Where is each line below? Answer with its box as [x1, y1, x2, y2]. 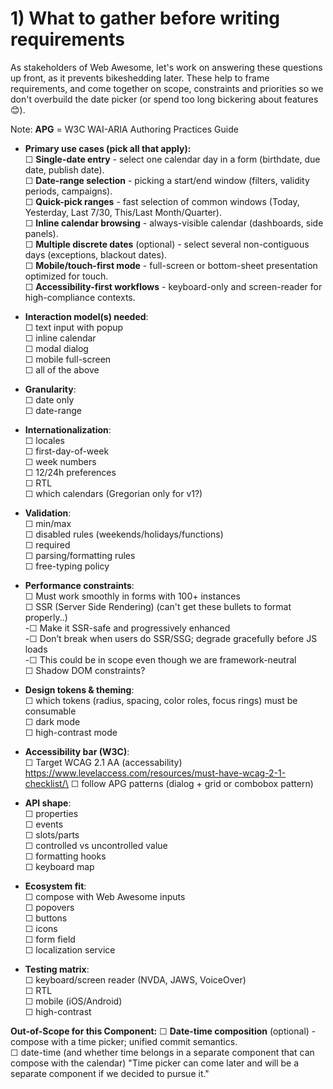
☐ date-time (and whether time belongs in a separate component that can [10, 1046, 315, 1058]
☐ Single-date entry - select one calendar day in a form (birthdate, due [24, 153, 321, 165]
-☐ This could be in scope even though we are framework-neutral [24, 653, 297, 666]
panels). [24, 227, 59, 239]
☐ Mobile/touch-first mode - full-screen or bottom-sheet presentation [24, 259, 318, 271]
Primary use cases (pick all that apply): [24, 142, 192, 154]
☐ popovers [24, 901, 75, 913]
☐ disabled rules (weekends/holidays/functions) [24, 528, 224, 540]
